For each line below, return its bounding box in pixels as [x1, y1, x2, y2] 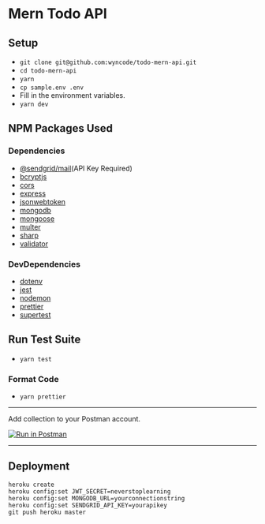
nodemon [19, 293, 51, 302]
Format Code [8, 373, 59, 384]
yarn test [19, 355, 53, 363]
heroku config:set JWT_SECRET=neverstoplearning [8, 487, 171, 496]
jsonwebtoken [19, 196, 65, 206]
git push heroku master [8, 508, 87, 516]
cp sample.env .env [19, 84, 84, 92]
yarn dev [19, 100, 49, 108]
